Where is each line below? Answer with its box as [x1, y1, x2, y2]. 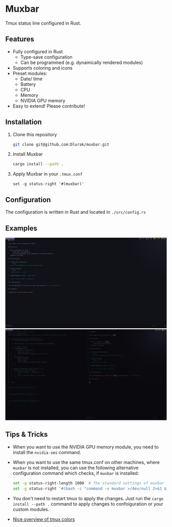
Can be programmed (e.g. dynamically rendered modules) [20, 59, 143, 66]
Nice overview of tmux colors [12, 516, 75, 522]
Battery [20, 81, 36, 87]
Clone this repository [12, 131, 57, 137]
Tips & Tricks [5, 430, 48, 439]
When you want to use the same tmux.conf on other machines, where [12, 459, 160, 465]
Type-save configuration [20, 54, 73, 60]
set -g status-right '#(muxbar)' [12, 181, 84, 187]
